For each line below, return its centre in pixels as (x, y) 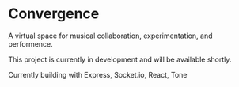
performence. (30, 43)
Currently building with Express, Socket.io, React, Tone (98, 74)
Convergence (54, 14)
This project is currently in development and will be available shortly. (120, 59)
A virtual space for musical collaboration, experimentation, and (110, 36)
